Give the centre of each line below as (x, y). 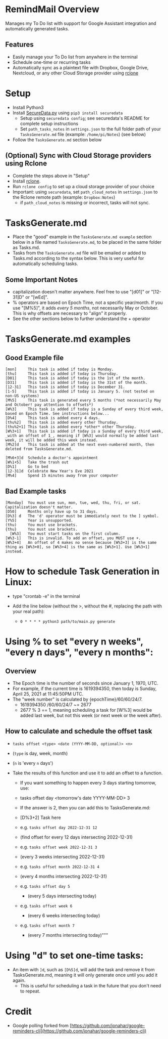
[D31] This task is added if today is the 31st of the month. (76, 383)
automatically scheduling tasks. (45, 264)
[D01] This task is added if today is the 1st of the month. (75, 378)
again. (19, 980)
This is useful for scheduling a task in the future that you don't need (91, 985)
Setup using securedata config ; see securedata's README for (85, 118)
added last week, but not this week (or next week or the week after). (91, 715)
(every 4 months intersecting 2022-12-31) (64, 876)
